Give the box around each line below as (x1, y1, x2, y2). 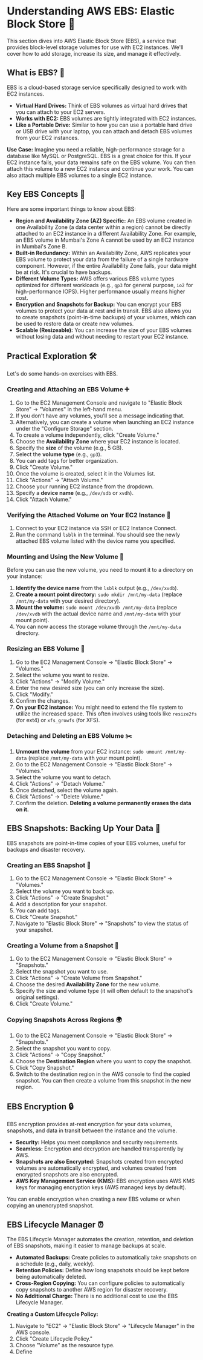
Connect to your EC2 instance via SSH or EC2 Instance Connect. (15, 524, 177, 531)
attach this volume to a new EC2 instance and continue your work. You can (7, 165, 194, 172)
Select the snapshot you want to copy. (15, 1044, 111, 1052)
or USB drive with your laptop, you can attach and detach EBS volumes (15, 127, 193, 134)
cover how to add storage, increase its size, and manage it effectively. (7, 50, 181, 57)
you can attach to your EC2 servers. (15, 108, 106, 116)
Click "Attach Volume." (15, 496, 72, 503)
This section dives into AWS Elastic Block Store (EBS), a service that (7, 37, 176, 44)
